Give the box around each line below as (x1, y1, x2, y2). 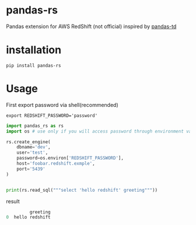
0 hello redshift (6, 214, 51, 220)
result (6, 198, 20, 205)
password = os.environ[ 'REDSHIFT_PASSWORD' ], (16, 155, 124, 161)
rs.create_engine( (6, 139, 51, 145)
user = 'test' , (16, 150, 48, 155)
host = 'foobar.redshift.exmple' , (16, 161, 95, 167)
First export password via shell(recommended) (6, 101, 118, 108)
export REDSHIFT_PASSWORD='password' (6, 112, 98, 119)
